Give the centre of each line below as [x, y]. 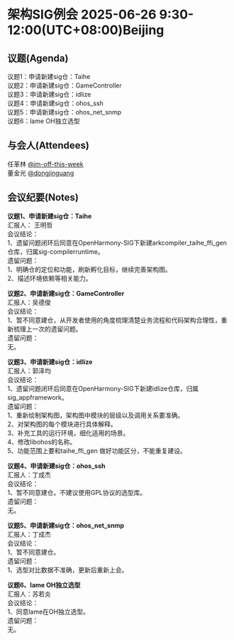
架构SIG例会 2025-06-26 [82, 15]
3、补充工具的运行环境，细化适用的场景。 [68, 433]
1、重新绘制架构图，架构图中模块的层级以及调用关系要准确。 [96, 415]
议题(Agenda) [38, 58]
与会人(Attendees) [49, 145]
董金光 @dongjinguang [41, 173]
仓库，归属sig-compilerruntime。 [56, 251]
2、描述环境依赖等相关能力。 [50, 278]
